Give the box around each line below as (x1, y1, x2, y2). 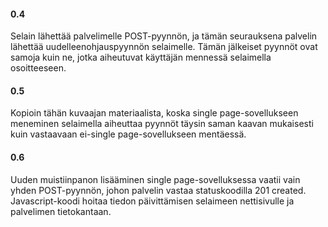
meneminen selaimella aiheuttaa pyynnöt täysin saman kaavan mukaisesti (10, 118, 314, 130)
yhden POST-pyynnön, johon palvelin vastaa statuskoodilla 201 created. (10, 184, 307, 196)
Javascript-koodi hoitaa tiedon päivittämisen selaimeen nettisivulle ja (10, 195, 295, 207)
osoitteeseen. (10, 62, 67, 74)
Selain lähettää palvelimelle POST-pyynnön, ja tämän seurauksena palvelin (10, 30, 318, 42)
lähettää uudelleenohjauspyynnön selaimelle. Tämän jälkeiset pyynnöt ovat (10, 41, 318, 53)
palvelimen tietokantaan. (10, 205, 112, 217)
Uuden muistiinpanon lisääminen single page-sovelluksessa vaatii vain (10, 173, 301, 185)
